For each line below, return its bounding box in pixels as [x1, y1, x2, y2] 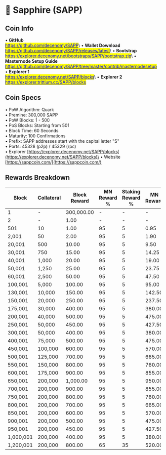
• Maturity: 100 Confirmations [5, 133, 66, 139]
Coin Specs [5, 93, 41, 102]
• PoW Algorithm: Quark [5, 106, 54, 113]
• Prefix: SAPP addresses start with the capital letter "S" [5, 138, 120, 144]
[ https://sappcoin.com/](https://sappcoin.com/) [5, 159, 102, 165]
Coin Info [5, 24, 34, 33]
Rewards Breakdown [5, 173, 70, 182]
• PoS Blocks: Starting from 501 [5, 122, 70, 128]
